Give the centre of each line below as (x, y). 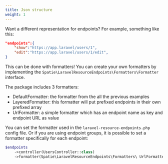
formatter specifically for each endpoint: (47, 138)
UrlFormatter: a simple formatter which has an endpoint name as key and (87, 112)
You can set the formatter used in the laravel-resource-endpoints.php (78, 127)
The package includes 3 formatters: (42, 87)
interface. (15, 77)
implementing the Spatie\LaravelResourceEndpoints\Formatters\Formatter (82, 72)
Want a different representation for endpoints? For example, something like (82, 28)
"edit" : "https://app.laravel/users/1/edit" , (61, 52)
